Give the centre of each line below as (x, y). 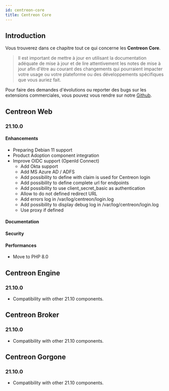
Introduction (26, 36)
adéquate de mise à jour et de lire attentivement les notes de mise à (89, 64)
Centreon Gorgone (36, 357)
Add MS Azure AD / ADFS (48, 172)
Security (15, 234)
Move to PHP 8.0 (30, 257)
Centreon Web (29, 111)
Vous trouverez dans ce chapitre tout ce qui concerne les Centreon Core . (83, 48)
